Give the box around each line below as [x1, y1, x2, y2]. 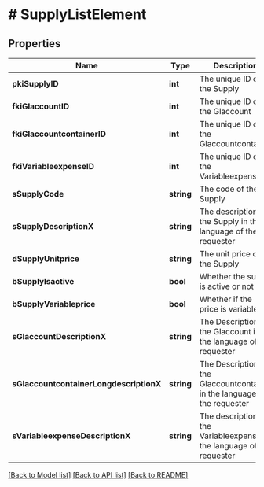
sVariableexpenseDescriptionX [12, 430, 131, 441]
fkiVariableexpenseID [12, 161, 95, 172]
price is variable [199, 304, 258, 314]
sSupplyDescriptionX [12, 221, 94, 231]
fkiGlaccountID [12, 101, 70, 112]
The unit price [199, 249, 251, 259]
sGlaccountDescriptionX [12, 331, 107, 341]
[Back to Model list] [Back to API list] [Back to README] [8, 470, 189, 479]
